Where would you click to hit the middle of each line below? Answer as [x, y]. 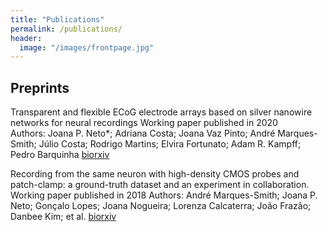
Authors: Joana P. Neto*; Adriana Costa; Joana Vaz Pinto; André [143, 133]
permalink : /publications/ [66, 29]
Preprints [40, 87]
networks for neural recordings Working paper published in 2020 [144, 123]
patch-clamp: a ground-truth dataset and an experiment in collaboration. [160, 185]
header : [26, 38]
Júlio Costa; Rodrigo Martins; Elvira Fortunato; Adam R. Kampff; [170, 144]
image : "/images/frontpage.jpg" [87, 47]
